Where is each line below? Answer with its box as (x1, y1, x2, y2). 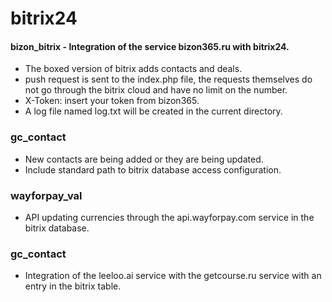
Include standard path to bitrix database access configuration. (24, 163, 282, 176)
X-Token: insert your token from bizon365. (24, 95, 200, 107)
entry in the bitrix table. (24, 280, 122, 292)
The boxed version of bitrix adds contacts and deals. (24, 63, 243, 75)
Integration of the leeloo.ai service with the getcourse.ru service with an (24, 270, 322, 282)
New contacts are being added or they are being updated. (24, 153, 264, 165)
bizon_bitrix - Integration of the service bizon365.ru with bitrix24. (10, 40, 290, 52)
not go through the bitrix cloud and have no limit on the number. (24, 84, 288, 96)
